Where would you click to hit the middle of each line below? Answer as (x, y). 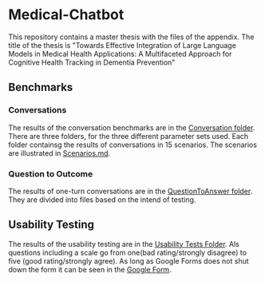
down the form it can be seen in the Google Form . (90, 269)
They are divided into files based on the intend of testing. (102, 199)
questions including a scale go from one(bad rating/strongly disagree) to (128, 252)
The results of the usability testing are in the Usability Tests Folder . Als (124, 244)
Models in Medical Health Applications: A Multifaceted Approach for (120, 54)
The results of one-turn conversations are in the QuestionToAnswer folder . (131, 191)
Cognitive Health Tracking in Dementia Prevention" (92, 62)
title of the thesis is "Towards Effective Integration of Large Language (123, 45)
